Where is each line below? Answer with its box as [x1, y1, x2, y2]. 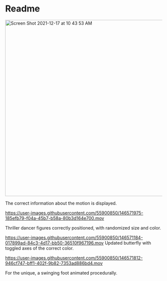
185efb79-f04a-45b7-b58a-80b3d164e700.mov [5, 215, 105, 221]
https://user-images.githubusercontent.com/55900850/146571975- [5, 209, 144, 215]
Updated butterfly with [104, 239, 151, 245]
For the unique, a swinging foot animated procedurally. [5, 269, 118, 275]
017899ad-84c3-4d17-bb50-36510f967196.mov [5, 239, 104, 245]
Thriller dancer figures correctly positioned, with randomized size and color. [5, 224, 161, 230]
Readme [5, 3, 40, 14]
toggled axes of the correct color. [5, 245, 74, 251]
